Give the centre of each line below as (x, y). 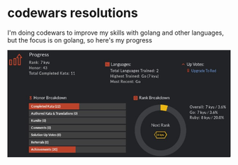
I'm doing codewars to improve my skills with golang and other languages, (116, 33)
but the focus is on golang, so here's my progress (80, 40)
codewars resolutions (73, 13)
